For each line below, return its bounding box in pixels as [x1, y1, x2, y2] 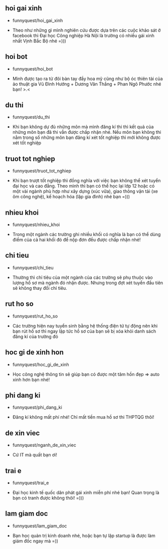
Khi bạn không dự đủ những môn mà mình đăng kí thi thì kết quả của [12, 124, 154, 130]
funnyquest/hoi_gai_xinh [12, 17, 63, 23]
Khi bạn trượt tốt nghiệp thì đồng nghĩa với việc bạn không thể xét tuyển [12, 178, 161, 184]
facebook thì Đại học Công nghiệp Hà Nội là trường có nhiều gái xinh [12, 32, 154, 38]
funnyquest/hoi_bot [12, 65, 53, 72]
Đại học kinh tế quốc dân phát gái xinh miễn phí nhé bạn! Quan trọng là [12, 489, 159, 495]
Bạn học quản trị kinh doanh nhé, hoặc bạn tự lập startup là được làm [12, 532, 155, 538]
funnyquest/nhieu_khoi [12, 221, 60, 228]
